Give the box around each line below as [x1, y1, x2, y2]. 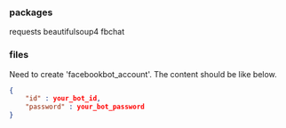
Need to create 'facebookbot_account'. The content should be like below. [9, 68, 277, 79]
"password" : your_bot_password [25, 102, 145, 112]
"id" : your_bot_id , [25, 94, 101, 103]
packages [9, 6, 53, 19]
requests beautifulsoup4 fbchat [9, 27, 125, 37]
